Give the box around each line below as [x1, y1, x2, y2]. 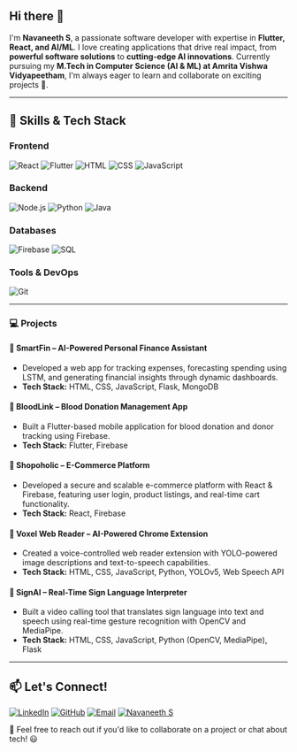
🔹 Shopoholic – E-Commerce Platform [9, 460, 150, 471]
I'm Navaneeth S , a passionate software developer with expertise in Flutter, [9, 32, 286, 42]
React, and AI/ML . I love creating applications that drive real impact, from [9, 42, 277, 52]
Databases [9, 224, 57, 236]
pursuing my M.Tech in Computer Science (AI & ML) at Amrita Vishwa [9, 60, 268, 71]
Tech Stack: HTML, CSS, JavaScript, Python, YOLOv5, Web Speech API [21, 567, 285, 578]
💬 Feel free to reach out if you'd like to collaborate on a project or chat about [9, 725, 287, 735]
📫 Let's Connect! [9, 679, 108, 694]
